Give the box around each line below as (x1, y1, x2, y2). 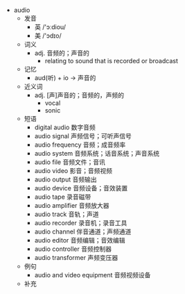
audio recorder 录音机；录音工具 (34, 219, 127, 227)
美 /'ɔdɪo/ (34, 31, 62, 40)
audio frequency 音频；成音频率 (34, 140, 126, 149)
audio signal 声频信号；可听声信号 (34, 132, 132, 140)
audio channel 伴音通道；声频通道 (34, 227, 132, 236)
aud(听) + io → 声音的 (34, 74, 96, 82)
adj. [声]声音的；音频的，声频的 (34, 91, 125, 99)
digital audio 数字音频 (34, 123, 96, 131)
